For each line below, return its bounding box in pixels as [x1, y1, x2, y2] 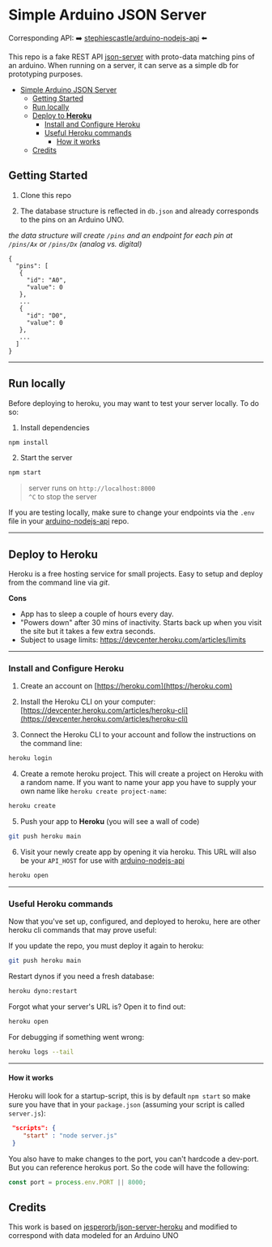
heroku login [8, 754, 53, 762]
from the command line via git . [8, 578, 111, 588]
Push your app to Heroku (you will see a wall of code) [19, 817, 200, 826]
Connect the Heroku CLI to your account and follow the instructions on [19, 730, 257, 740]
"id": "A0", [26, 276, 67, 284]
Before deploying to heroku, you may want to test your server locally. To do [8, 398, 259, 408]
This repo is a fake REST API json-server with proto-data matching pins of [8, 51, 255, 62]
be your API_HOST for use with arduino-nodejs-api [19, 856, 185, 865]
